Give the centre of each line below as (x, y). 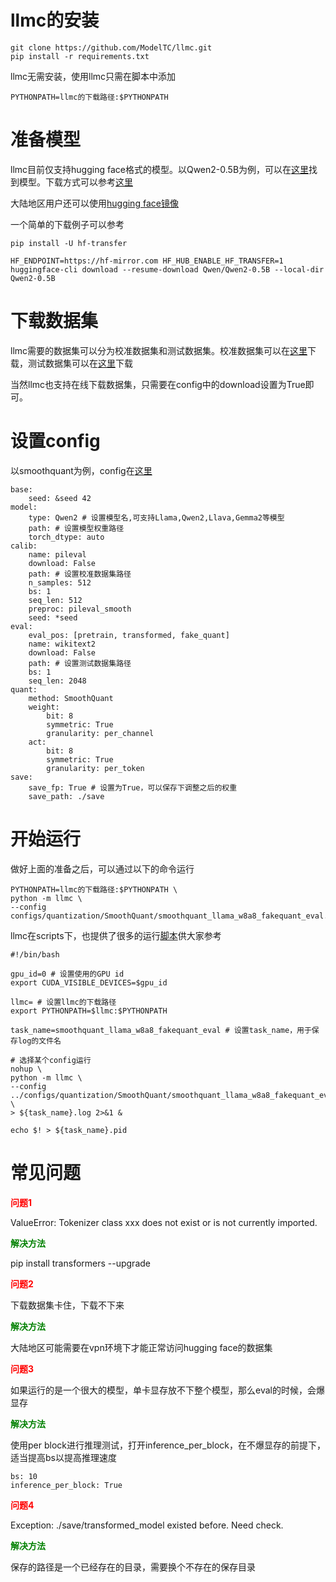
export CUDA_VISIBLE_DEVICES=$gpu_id (89, 982)
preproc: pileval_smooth (80, 609)
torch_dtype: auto (66, 537)
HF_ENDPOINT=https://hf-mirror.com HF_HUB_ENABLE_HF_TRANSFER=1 (147, 261)
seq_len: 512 (55, 600)
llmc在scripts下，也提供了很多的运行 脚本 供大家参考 (116, 935)
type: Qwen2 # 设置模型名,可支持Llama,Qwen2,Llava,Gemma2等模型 (156, 517)
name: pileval (57, 554)
